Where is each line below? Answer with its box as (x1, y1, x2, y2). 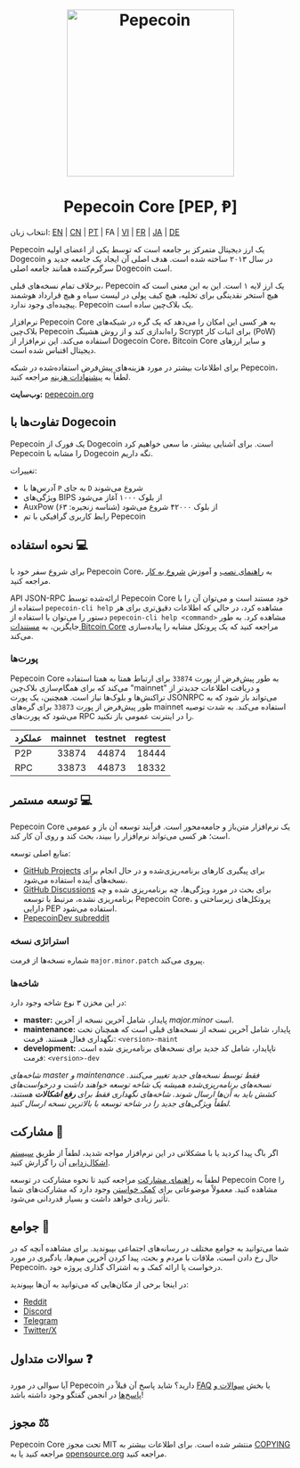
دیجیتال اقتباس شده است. (10, 344, 97, 356)
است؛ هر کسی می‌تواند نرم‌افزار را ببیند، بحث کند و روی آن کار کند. (10, 830, 231, 841)
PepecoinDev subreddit (22, 912, 109, 923)
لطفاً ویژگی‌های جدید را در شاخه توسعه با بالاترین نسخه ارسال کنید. (10, 1098, 231, 1109)
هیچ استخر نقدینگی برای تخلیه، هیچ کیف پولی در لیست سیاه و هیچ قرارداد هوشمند (10, 290, 279, 300)
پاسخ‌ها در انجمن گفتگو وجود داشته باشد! (10, 1389, 144, 1399)
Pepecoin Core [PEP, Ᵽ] (62, 197, 239, 217)
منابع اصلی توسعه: (10, 848, 71, 858)
